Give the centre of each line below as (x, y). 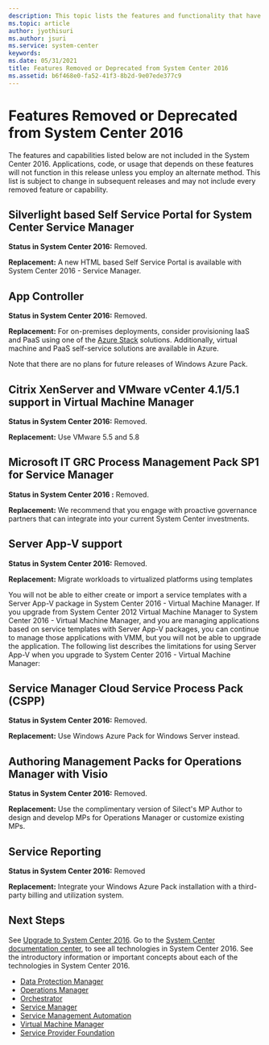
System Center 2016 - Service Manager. (75, 271)
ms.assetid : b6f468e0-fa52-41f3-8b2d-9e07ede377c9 (95, 76)
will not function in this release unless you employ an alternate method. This (134, 172)
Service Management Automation (75, 1015)
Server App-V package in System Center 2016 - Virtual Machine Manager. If (134, 603)
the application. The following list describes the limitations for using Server (132, 646)
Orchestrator (41, 998)
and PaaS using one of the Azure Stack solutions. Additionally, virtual (123, 340)
